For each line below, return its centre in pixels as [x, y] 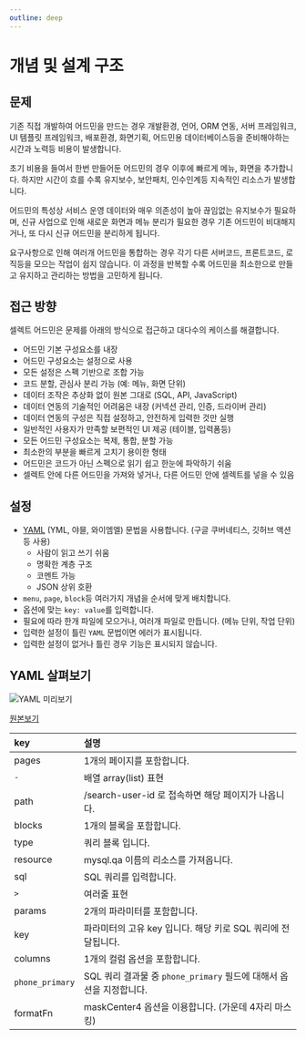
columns [32, 959]
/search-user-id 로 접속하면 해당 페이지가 [170, 796]
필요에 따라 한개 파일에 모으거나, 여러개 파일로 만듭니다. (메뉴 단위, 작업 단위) [159, 622]
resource [33, 859]
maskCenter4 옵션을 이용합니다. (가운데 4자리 [178, 1007]
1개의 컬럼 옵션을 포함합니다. [142, 960]
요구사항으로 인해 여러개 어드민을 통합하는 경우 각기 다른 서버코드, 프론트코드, [147, 252]
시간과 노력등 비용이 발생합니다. [66, 149]
